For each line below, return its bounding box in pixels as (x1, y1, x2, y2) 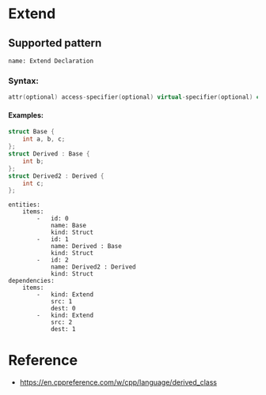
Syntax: (8, 75, 40, 86)
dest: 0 (50, 305, 77, 313)
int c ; (22, 179, 44, 187)
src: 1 (50, 298, 73, 306)
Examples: (8, 110, 44, 119)
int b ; (22, 157, 44, 165)
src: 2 (50, 318, 73, 326)
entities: (8, 201, 41, 209)
